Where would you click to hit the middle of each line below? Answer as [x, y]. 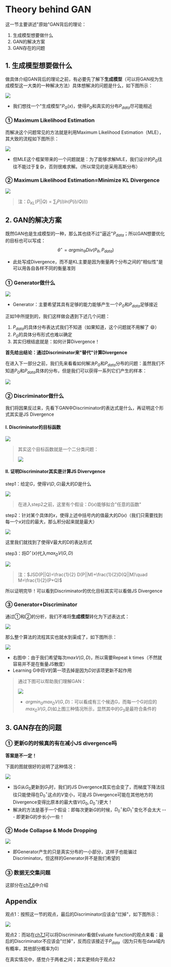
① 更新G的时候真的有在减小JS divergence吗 [61, 743]
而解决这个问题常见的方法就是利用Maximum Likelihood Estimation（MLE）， [84, 132]
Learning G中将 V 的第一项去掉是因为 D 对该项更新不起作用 [72, 670]
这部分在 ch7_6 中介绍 [27, 885]
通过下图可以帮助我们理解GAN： [52, 681]
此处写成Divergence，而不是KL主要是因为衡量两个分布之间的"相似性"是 [88, 261]
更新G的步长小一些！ [43, 817]
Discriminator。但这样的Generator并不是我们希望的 [66, 858]
